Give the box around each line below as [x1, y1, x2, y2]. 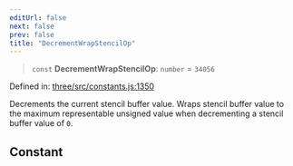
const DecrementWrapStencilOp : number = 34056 [31, 63, 215, 74]
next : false [9, 22, 54, 31]
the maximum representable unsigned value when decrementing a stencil [9, 108, 284, 119]
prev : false [9, 30, 54, 39]
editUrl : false [9, 13, 67, 23]
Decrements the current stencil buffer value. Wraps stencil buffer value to [9, 99, 284, 110]
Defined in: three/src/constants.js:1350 [9, 81, 155, 92]
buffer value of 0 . [9, 118, 73, 129]
